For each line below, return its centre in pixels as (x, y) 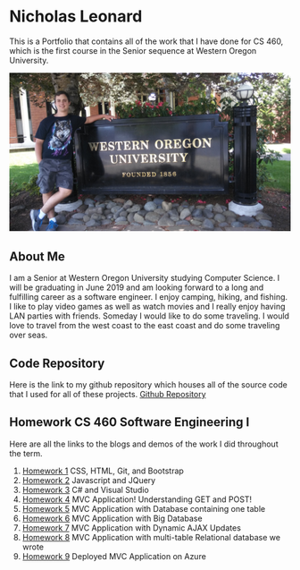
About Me (37, 256)
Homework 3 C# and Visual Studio (85, 489)
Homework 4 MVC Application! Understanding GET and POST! (137, 499)
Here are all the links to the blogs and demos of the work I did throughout (144, 444)
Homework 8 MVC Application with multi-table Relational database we (151, 537)
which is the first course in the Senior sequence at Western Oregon (133, 50)
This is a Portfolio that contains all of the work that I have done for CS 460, (146, 41)
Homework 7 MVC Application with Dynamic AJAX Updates (131, 527)
